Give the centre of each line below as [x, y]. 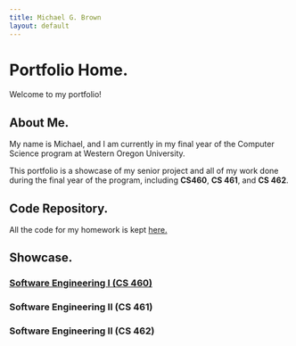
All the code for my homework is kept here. [88, 230]
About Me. [39, 123]
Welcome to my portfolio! [56, 95]
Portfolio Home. [69, 70]
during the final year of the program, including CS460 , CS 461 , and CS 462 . [149, 180]
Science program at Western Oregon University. [97, 153]
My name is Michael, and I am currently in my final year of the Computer [142, 144]
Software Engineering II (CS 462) [82, 331]
